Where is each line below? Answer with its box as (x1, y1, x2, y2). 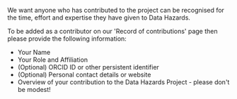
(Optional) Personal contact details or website (17, 70, 151, 79)
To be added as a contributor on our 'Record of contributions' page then (7, 27, 218, 35)
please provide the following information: (7, 34, 127, 43)
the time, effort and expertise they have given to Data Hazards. (7, 13, 191, 22)
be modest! (17, 86, 51, 93)
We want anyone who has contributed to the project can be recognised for (7, 6, 225, 14)
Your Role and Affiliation (17, 55, 88, 64)
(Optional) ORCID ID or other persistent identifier (17, 63, 159, 71)
